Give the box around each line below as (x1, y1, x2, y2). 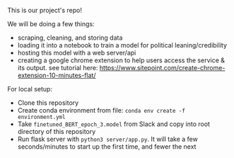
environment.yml (17, 113, 66, 120)
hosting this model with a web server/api (17, 49, 136, 57)
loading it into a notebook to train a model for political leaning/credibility (17, 41, 228, 49)
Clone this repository (17, 98, 79, 107)
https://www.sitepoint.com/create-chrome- (99, 64, 226, 72)
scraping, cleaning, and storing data (17, 33, 123, 42)
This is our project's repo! (7, 6, 83, 14)
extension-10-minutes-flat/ (17, 71, 96, 79)
